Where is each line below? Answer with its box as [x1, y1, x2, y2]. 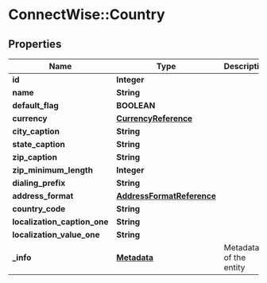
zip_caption [12, 152, 58, 162]
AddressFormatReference [116, 191, 217, 201]
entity [223, 262, 246, 273]
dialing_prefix [12, 177, 66, 188]
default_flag [12, 100, 60, 110]
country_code [12, 204, 66, 214]
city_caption [12, 126, 60, 137]
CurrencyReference [116, 113, 193, 124]
